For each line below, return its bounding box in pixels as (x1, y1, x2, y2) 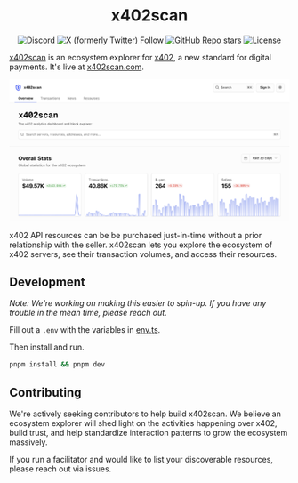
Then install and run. (9, 342, 85, 352)
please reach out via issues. (9, 463, 112, 474)
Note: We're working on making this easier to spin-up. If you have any (9, 298, 267, 309)
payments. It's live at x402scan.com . (9, 61, 145, 72)
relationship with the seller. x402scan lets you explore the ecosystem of (9, 239, 273, 250)
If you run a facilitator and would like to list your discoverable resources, (9, 455, 274, 465)
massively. (9, 437, 48, 447)
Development (9, 275, 86, 290)
